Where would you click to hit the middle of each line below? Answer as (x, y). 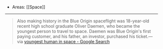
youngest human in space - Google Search (67, 41)
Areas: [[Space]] (29, 7)
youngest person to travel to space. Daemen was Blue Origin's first (84, 31)
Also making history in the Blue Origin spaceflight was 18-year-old (83, 21)
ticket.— (144, 36)
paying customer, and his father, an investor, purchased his (76, 36)
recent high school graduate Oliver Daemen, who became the (78, 26)
